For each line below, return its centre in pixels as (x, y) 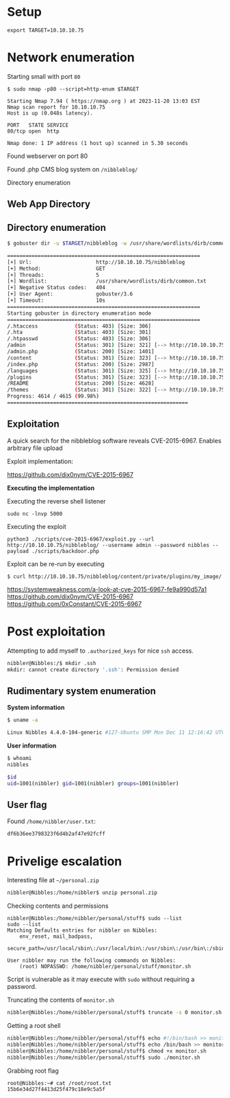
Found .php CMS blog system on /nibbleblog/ (73, 169)
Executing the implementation (51, 488)
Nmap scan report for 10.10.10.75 (56, 107)
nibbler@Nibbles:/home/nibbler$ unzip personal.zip (82, 893)
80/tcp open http (33, 131)
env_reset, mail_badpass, (56, 937)
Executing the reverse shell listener (56, 501)
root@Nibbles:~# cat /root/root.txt (59, 1083)
